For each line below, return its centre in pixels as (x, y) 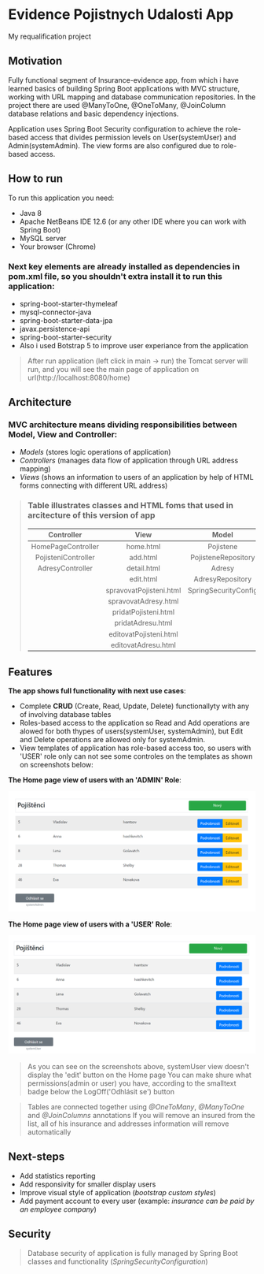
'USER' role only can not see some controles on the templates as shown (136, 756)
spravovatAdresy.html (143, 601)
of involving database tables (65, 715)
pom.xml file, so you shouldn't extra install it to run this (115, 277)
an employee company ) (58, 1209)
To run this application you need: (61, 198)
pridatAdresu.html (143, 623)
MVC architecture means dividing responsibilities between (123, 425)
